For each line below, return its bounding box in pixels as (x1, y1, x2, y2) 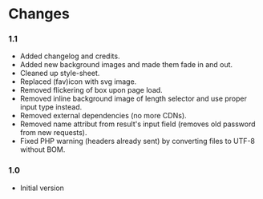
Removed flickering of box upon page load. (19, 86, 163, 95)
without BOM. (19, 145, 66, 154)
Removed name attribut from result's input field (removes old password (19, 119, 256, 129)
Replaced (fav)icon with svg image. (19, 77, 137, 86)
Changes (8, 5, 70, 23)
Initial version (19, 183, 64, 193)
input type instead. (19, 102, 83, 112)
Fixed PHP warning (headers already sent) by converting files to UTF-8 (19, 137, 255, 146)
